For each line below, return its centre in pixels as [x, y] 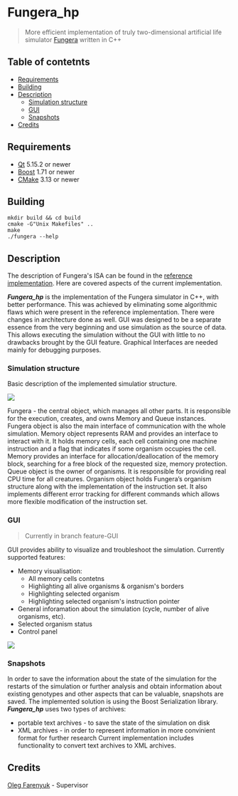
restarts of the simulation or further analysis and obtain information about [115, 686]
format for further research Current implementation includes [106, 738]
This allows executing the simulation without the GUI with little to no [107, 335]
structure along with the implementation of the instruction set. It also [107, 487]
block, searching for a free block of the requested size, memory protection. [117, 464]
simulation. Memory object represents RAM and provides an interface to [113, 434]
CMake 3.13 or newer [48, 179]
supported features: [37, 557]
